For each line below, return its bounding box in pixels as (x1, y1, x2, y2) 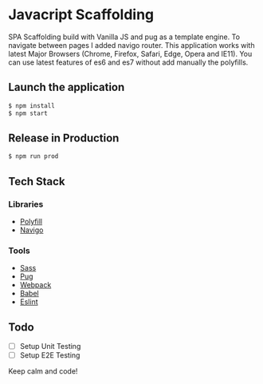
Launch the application (8, 81, 125, 94)
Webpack (19, 280, 52, 290)
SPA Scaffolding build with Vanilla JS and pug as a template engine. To (8, 32, 241, 42)
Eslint (19, 297, 38, 307)
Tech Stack (8, 174, 65, 188)
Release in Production (8, 131, 120, 144)
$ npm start (8, 109, 48, 117)
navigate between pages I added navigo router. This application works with (8, 40, 255, 49)
